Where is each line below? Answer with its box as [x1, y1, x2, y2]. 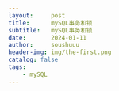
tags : [8, 63, 26, 71]
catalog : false [8, 56, 59, 64]
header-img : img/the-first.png [8, 48, 112, 56]
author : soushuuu [8, 41, 80, 49]
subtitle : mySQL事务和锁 [8, 26, 93, 34]
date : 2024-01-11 [8, 33, 87, 42]
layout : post [8, 11, 66, 20]
